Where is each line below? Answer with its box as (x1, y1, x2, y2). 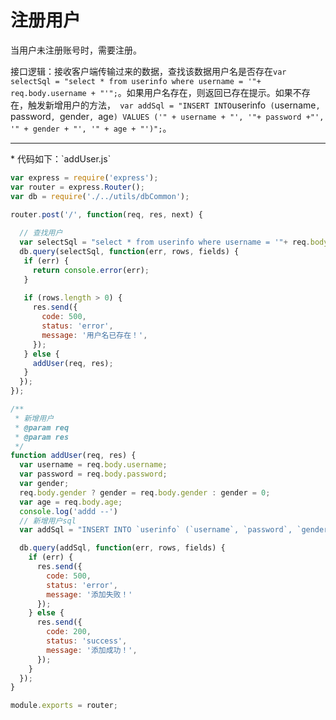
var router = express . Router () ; (10, 182, 145, 192)
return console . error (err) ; (32, 265, 150, 275)
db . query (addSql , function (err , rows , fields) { (19, 543, 226, 553)
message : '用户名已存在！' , (41, 330, 148, 340)
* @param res (14, 432, 70, 442)
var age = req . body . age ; (19, 497, 123, 507)
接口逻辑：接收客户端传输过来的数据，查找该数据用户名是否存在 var (10, 65, 287, 77)
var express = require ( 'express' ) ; (10, 172, 159, 183)
